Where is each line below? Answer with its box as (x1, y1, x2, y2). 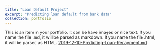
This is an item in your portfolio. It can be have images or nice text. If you (5, 30, 151, 35)
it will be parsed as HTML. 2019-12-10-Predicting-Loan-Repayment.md (5, 40, 147, 46)
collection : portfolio (5, 16, 51, 21)
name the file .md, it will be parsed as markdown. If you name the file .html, (5, 34, 156, 40)
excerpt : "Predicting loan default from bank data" (5, 12, 112, 17)
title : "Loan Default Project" (5, 7, 69, 12)
